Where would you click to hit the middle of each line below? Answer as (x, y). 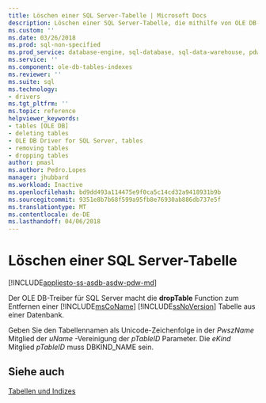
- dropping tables (38, 155)
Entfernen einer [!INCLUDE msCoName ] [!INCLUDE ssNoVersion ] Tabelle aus (132, 306)
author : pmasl (32, 163)
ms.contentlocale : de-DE (49, 215)
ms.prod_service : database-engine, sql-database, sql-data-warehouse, (127, 52)
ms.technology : (33, 89)
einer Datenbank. (36, 315)
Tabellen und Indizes (42, 391)
